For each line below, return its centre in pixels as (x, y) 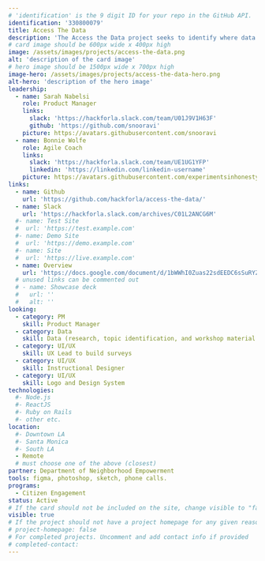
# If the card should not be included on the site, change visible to (127, 508)
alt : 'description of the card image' (72, 60)
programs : (24, 486)
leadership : (28, 89)
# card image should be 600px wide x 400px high (90, 45)
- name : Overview (44, 265)
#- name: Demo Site (47, 236)
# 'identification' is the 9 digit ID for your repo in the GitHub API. (130, 15)
